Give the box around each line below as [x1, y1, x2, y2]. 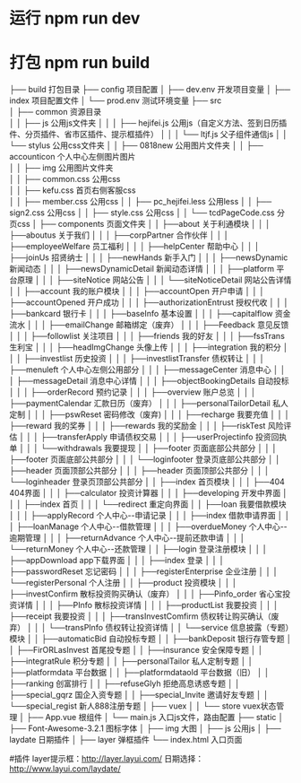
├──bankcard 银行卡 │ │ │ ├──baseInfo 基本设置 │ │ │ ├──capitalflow [9, 309, 273, 319]
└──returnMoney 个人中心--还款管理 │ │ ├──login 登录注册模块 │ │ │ [9, 544, 268, 554]
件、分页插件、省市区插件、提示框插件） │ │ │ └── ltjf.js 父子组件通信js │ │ [9, 129, 288, 140]
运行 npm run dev [9, 8, 141, 29]
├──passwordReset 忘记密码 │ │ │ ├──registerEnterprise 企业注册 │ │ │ [9, 566, 279, 577]
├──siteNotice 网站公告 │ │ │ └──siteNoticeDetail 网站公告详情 [56, 274, 292, 285]
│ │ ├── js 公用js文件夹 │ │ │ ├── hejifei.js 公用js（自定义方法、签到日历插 [9, 117, 288, 128]
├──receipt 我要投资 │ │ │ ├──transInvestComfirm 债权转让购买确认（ [9, 611, 271, 622]
